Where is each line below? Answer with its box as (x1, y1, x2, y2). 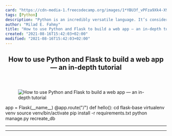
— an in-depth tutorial (50, 63, 122, 72)
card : (5, 7, 17, 13)
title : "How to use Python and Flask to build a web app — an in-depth (5, 27, 161, 32)
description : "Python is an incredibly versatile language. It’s (5, 17, 147, 22)
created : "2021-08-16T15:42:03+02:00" (5, 31, 88, 36)
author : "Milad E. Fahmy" (5, 22, 60, 27)
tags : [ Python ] (5, 12, 38, 17)
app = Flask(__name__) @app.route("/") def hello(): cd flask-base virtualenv (5, 105, 165, 111)
